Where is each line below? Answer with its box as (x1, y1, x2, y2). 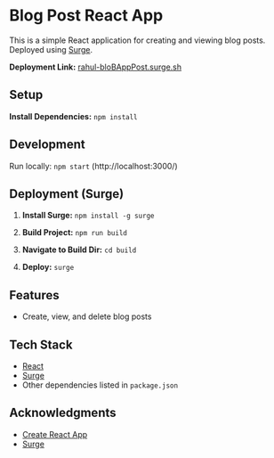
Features (9, 287, 60, 303)
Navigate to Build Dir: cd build (21, 244, 137, 255)
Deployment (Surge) (9, 186, 125, 201)
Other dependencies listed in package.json (21, 380, 179, 390)
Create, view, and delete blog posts (21, 311, 152, 322)
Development (9, 137, 86, 152)
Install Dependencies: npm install (9, 110, 138, 121)
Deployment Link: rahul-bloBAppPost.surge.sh (9, 61, 182, 72)
